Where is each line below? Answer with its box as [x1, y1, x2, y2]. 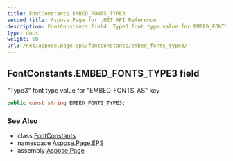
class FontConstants [17, 131, 76, 140]
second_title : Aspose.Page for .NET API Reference [7, 17, 157, 23]
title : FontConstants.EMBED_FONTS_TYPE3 [7, 10, 126, 17]
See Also [7, 115, 38, 125]
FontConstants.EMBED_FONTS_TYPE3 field [7, 68, 200, 79]
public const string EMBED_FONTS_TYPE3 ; [7, 100, 126, 106]
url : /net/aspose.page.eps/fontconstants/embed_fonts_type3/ [7, 42, 188, 49]
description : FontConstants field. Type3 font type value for [7, 23, 191, 30]
